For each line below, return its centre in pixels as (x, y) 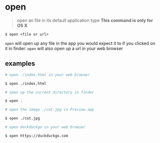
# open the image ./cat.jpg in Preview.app (50, 110)
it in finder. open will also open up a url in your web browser (64, 48)
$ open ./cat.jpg (23, 118)
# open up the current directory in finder (50, 92)
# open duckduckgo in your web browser (45, 127)
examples (20, 64)
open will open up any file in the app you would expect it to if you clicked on (80, 43)
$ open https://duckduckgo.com (37, 136)
